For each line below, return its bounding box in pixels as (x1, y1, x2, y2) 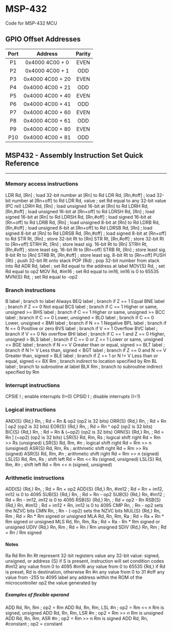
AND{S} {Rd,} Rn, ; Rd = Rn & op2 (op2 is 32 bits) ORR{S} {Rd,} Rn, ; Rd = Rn (5, 418, 167, 424)
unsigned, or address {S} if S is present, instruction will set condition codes (5, 558, 164, 564)
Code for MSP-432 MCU (5, 20, 57, 26)
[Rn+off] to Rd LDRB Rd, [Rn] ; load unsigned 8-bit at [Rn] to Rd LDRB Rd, (5, 219, 160, 226)
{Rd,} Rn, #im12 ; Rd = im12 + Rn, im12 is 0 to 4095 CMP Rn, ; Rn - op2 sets (5, 502, 164, 508)
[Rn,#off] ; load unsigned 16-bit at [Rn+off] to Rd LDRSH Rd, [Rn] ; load (5, 208, 155, 214)
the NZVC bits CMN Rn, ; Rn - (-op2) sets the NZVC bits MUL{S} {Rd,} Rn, (5, 508, 161, 514)
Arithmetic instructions (5, 474, 65, 481)
